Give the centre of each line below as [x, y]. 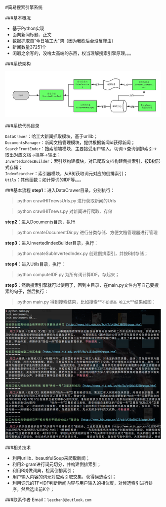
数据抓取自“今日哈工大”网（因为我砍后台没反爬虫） [64, 41]
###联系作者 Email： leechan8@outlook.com [48, 500]
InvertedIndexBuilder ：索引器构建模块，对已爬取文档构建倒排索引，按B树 [81, 161]
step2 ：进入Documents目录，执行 [40, 222]
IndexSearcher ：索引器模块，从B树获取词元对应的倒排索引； [66, 174]
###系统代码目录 [22, 126]
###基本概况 [18, 18]
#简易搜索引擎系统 [24, 7]
